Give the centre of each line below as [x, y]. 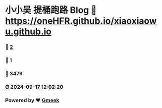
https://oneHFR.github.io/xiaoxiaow [81, 21]
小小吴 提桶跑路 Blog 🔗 [51, 10]
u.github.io [28, 31]
